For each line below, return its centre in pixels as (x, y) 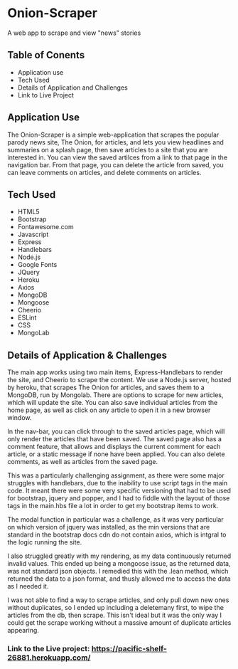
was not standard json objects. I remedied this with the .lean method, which (118, 571)
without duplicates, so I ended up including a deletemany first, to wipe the (115, 608)
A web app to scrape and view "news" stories (74, 33)
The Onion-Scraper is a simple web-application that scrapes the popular (113, 135)
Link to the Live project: (49, 649)
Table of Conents (46, 55)
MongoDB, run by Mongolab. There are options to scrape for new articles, (115, 395)
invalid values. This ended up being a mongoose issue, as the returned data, (119, 564)
